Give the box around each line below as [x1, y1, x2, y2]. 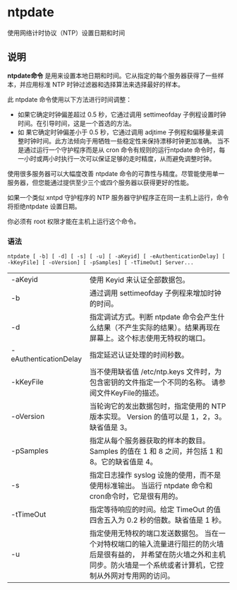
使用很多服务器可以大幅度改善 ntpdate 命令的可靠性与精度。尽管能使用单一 [7, 169, 225, 177]
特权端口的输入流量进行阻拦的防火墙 [103, 539, 224, 549]
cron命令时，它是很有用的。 [89, 492, 183, 502]
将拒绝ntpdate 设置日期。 [7, 202, 81, 211]
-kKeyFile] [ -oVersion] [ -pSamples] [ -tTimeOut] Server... [7, 259, 194, 266]
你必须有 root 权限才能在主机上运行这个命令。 [7, 217, 140, 225]
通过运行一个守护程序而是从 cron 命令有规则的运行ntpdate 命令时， [23, 146, 219, 154]
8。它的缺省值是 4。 [89, 457, 157, 467]
